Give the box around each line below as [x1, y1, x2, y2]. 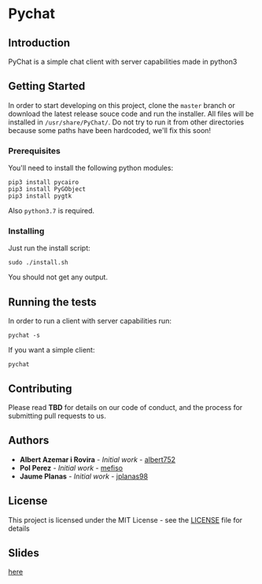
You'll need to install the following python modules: [8, 163, 174, 173]
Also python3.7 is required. [8, 206, 95, 216]
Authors [8, 434, 50, 447]
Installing [8, 226, 45, 237]
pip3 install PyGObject [8, 186, 87, 194]
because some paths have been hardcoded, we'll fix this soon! [8, 125, 211, 135]
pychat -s [8, 331, 41, 339]
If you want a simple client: [8, 346, 95, 355]
